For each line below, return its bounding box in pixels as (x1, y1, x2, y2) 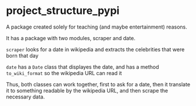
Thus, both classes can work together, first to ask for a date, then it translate (6, 80, 191, 88)
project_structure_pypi (6, 4, 120, 17)
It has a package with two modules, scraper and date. (6, 34, 136, 41)
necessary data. (6, 93, 45, 100)
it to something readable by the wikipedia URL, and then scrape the (6, 87, 169, 94)
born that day (6, 52, 39, 59)
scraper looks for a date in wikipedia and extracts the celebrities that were (6, 45, 185, 53)
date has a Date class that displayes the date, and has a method (6, 63, 159, 70)
